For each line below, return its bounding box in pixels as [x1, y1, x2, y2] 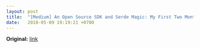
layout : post [6, 8, 39, 15]
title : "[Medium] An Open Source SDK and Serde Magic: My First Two [6, 14, 183, 20]
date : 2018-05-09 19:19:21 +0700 [6, 19, 95, 25]
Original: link [6, 36, 38, 43]
